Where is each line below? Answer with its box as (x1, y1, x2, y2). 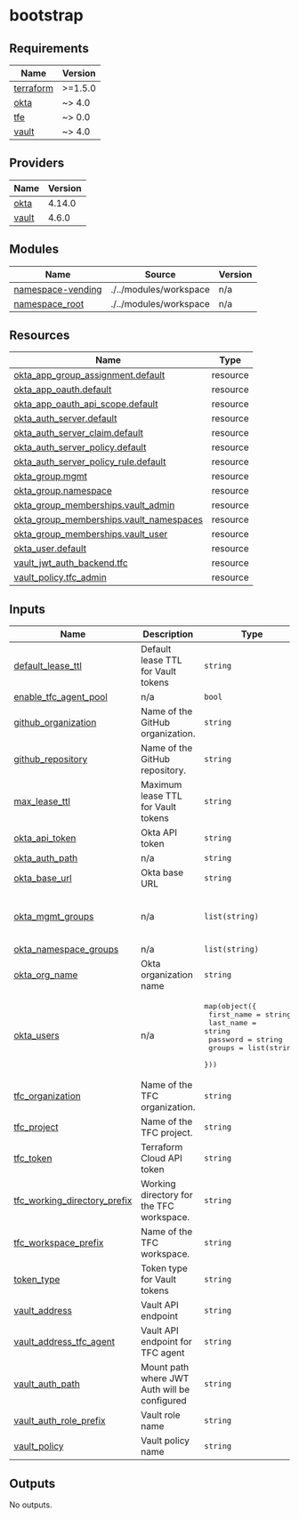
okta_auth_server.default (13, 413, 117, 425)
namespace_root (13, 297, 85, 309)
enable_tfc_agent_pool (13, 691, 109, 703)
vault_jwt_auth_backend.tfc (13, 557, 128, 569)
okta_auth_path (13, 852, 78, 864)
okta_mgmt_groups (13, 911, 94, 923)
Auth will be (141, 1384, 190, 1396)
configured (141, 1394, 187, 1407)
